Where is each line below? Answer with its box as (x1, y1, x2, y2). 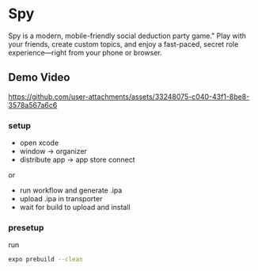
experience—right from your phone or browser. (8, 48, 162, 57)
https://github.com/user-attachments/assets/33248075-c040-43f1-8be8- (8, 92, 250, 101)
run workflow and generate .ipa (19, 185, 123, 195)
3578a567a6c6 (8, 100, 58, 109)
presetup (8, 222, 44, 233)
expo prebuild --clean (8, 255, 83, 264)
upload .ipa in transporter (19, 194, 103, 204)
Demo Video (8, 71, 70, 84)
